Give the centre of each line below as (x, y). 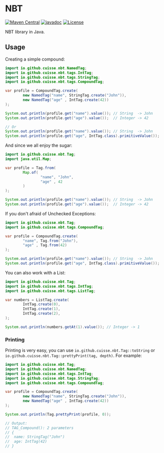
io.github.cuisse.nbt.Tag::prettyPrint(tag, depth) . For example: (73, 356)
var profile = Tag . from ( (31, 168)
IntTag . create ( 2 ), (42, 314)
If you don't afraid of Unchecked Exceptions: (50, 213)
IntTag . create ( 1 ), (42, 309)
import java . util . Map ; (28, 159)
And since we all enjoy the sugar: (39, 145)
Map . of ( (31, 172)
